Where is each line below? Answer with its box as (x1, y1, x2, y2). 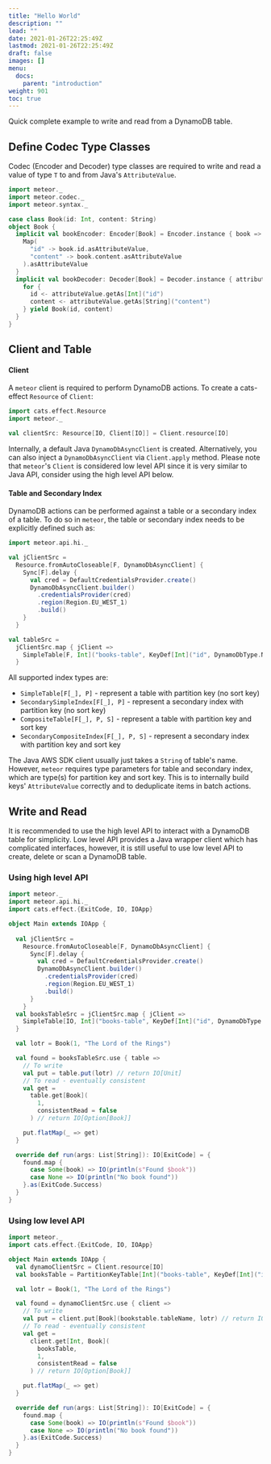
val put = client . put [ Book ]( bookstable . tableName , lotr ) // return (23, 1315, 254, 1323)
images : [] (8, 57, 45, 65)
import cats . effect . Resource (8, 407, 106, 416)
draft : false (8, 49, 52, 57)
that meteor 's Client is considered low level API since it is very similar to (8, 461, 248, 471)
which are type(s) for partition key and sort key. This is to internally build (8, 773, 249, 782)
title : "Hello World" (8, 11, 81, 20)
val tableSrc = (8, 636, 60, 644)
